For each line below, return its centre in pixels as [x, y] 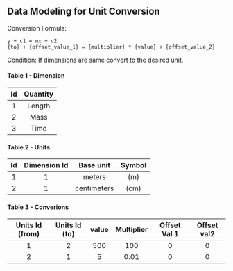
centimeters [95, 188]
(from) [29, 234]
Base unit [95, 165]
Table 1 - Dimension [36, 76]
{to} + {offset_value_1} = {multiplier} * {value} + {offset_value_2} [111, 47]
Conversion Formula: [37, 28]
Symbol [133, 165]
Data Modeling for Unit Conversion [84, 11]
